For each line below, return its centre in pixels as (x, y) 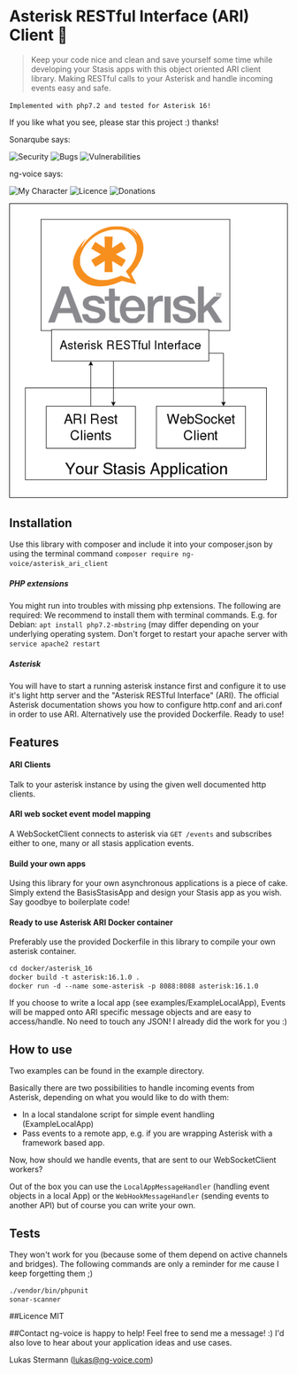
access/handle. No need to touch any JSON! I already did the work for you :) (148, 1021)
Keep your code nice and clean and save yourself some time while (152, 59)
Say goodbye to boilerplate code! (70, 902)
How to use (41, 1049)
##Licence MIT (37, 1316)
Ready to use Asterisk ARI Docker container (91, 922)
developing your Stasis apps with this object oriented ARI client (146, 69)
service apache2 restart (55, 644)
